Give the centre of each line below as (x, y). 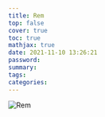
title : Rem (26, 16)
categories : (28, 82)
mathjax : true (32, 45)
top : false (26, 23)
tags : (17, 75)
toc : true (25, 38)
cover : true (28, 30)
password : (25, 60)
